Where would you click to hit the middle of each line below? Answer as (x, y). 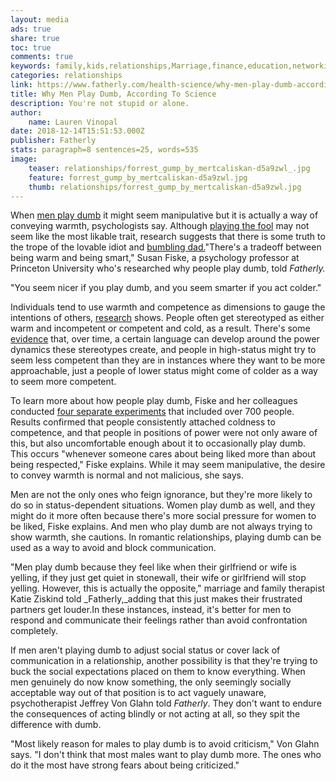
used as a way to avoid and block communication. (113, 548)
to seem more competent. (63, 382)
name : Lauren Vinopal (73, 122)
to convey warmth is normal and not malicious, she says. (127, 475)
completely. (34, 631)
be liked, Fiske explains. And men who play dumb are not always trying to (161, 527)
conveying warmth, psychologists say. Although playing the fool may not (160, 226)
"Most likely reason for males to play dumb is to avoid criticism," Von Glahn (165, 744)
